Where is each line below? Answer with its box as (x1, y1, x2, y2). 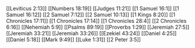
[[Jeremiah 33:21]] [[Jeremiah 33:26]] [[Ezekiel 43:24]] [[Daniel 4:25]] (6, 30, 177, 37)
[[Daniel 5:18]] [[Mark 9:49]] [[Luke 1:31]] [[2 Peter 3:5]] (6, 36, 141, 43)
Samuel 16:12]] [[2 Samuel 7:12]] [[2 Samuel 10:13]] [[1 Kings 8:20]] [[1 (6, 11, 176, 18)
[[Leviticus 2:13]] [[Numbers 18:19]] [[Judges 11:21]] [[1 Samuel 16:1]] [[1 (6, 5, 180, 12)
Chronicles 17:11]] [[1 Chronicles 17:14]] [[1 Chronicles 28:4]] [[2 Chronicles (6, 18, 187, 24)
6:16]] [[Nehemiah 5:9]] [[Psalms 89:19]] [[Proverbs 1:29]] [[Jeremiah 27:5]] (6, 23, 190, 30)
